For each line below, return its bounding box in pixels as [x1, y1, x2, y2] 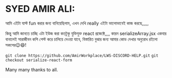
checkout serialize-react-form [5, 57, 72, 63]
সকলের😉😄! [5, 42, 27, 48]
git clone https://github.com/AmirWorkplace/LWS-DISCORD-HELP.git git [5, 53, 159, 58]
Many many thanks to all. [5, 66, 58, 72]
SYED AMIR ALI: [5, 3, 75, 15]
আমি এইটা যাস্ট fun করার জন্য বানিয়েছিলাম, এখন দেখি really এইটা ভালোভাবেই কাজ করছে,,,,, [5, 20, 149, 26]
